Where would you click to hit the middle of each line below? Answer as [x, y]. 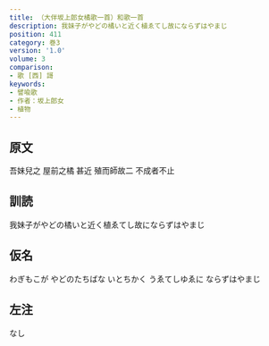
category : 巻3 [35, 42]
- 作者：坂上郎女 [37, 101]
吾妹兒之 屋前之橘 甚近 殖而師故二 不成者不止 [92, 171]
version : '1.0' [38, 51]
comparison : [31, 68]
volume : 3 [28, 59]
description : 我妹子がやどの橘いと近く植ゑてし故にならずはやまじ [118, 26]
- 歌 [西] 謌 [31, 76]
